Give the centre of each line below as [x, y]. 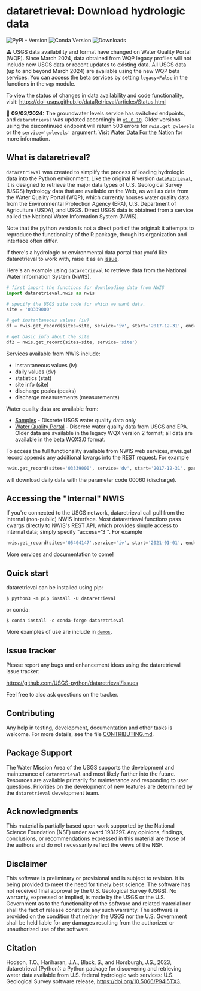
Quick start [28, 573]
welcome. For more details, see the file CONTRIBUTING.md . [80, 734]
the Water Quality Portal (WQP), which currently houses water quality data [98, 197]
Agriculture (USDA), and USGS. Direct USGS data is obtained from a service [100, 210]
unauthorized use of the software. [48, 929]
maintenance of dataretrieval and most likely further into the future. [91, 774]
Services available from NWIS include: [53, 354]
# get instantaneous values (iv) [48, 320]
